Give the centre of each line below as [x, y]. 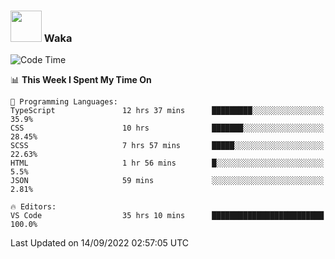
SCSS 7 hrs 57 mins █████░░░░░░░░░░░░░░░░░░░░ [167, 146]
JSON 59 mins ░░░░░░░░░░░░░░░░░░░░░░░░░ [167, 181]
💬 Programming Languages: [64, 102]
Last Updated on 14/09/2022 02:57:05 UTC [100, 243]
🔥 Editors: [33, 207]
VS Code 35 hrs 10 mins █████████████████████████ [167, 216]
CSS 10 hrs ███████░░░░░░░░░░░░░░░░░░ [167, 128]
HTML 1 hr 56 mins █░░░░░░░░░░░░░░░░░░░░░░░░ [167, 163]
